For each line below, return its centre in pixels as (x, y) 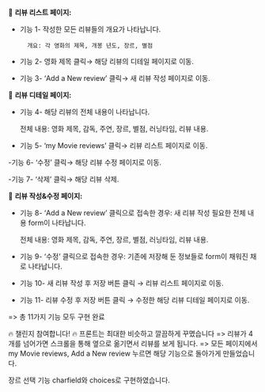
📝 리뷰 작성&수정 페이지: (45, 196)
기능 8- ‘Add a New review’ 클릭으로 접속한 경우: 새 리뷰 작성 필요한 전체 (133, 213)
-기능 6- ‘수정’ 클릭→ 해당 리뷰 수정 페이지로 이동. (85, 162)
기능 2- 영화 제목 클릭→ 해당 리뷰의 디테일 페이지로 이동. (106, 61)
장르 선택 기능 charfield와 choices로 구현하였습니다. (89, 380)
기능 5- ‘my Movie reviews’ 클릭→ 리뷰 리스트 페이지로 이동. (114, 145)
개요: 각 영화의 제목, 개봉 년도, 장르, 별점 (90, 46)
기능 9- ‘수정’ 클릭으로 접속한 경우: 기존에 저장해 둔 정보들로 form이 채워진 (134, 256)
